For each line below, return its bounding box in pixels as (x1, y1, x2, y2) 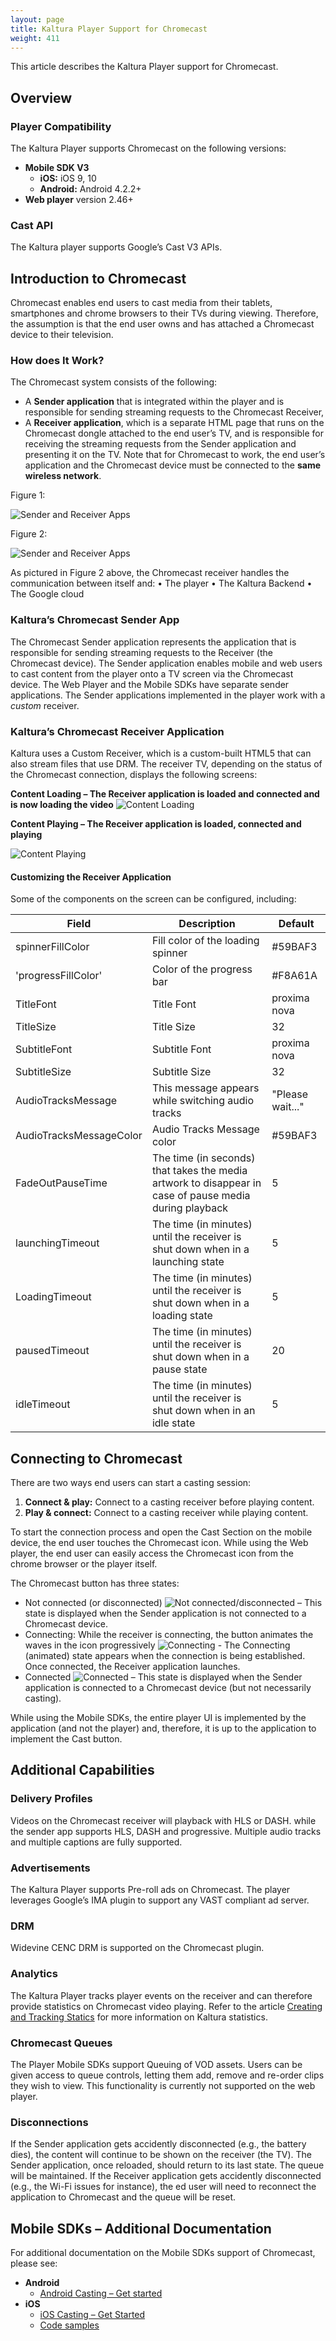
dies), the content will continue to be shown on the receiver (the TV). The (10, 2149, 312, 2161)
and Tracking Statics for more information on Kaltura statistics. (10, 2011, 268, 2023)
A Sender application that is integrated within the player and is (24, 396, 285, 408)
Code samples (39, 2319, 100, 2331)
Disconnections (10, 2115, 89, 2129)
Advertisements (10, 1861, 91, 1875)
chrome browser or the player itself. (10, 1558, 158, 1570)
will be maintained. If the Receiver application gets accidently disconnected (10, 2170, 322, 2182)
